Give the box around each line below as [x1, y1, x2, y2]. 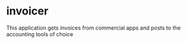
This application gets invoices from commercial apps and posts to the [6, 24, 181, 31]
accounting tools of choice [6, 30, 74, 37]
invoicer [6, 4, 49, 18]
